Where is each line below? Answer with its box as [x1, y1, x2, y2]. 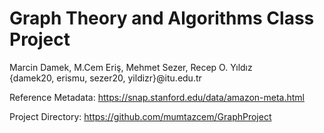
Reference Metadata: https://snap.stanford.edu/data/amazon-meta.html [9, 91, 306, 103]
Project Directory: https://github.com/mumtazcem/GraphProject [9, 110, 272, 122]
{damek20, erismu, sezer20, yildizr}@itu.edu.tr [9, 72, 202, 84]
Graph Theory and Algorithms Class [9, 7, 315, 30]
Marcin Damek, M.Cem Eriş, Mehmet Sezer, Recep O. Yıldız [9, 61, 253, 73]
